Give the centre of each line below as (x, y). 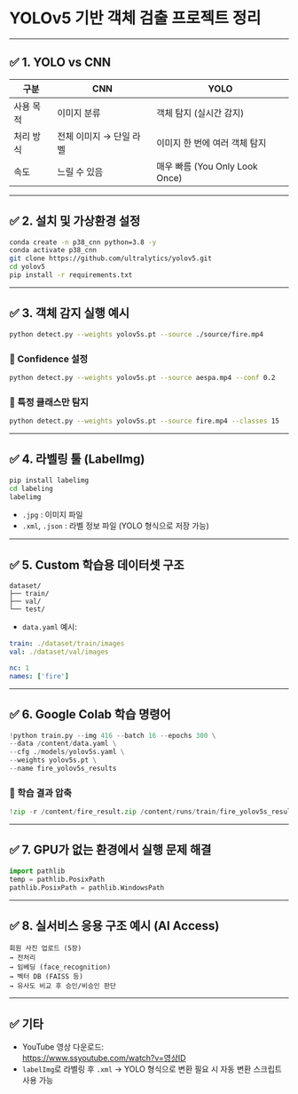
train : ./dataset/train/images (67, 644)
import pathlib (37, 871)
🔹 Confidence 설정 (49, 359)
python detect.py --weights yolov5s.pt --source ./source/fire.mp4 (137, 334)
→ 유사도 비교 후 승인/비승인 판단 (63, 987)
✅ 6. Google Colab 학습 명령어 (90, 714)
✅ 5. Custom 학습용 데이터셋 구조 (97, 565)
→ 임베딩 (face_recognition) (60, 967)
